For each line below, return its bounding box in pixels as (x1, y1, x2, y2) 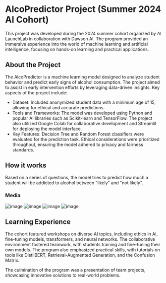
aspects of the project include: (5, 89, 68, 95)
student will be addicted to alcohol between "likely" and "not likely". (5, 180, 144, 186)
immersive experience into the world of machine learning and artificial (5, 41, 148, 47)
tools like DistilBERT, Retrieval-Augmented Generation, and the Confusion (5, 252, 155, 258)
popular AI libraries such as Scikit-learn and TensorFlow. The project (12, 115, 153, 121)
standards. (12, 146, 35, 152)
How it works (5, 161, 47, 170)
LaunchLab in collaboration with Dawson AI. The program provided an (5, 36, 148, 42)
